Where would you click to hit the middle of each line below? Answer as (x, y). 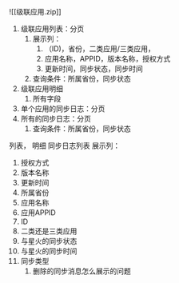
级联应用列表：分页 (52, 29)
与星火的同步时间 (49, 251)
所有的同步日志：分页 (56, 119)
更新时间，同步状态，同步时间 (93, 69)
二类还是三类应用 (49, 231)
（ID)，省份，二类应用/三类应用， (99, 49)
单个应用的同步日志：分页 (63, 109)
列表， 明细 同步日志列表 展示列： (65, 145)
